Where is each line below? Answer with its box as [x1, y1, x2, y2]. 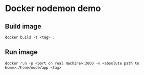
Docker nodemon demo [5, 3, 101, 14]
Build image [5, 22, 42, 30]
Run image [5, 48, 38, 56]
